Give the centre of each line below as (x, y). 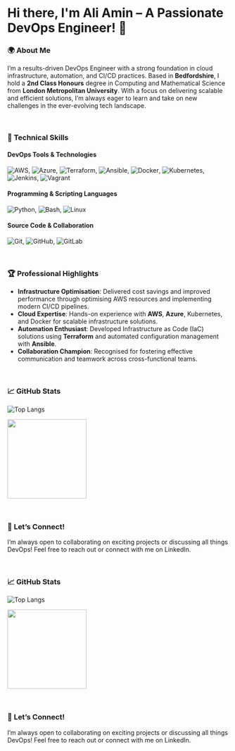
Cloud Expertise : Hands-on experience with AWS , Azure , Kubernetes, (120, 314)
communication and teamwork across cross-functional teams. (107, 359)
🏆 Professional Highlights (53, 273)
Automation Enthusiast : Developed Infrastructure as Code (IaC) (110, 329)
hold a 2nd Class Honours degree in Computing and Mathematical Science (116, 83)
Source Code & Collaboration (50, 225)
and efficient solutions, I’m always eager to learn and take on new (102, 98)
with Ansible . (37, 344)
